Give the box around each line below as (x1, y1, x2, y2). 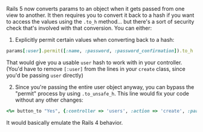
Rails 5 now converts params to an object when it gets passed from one (6, 5, 185, 12)
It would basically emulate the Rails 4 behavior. (6, 119, 123, 126)
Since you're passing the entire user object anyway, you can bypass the (14, 83, 195, 90)
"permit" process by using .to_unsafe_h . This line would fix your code (14, 90, 189, 97)
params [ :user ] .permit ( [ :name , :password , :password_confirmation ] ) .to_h (6, 48, 193, 54)
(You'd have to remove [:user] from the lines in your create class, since (6, 65, 185, 72)
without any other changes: (14, 96, 83, 104)
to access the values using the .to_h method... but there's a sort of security (6, 18, 195, 25)
